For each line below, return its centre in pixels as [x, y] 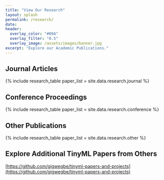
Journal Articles [32, 69]
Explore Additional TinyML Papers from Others [81, 154]
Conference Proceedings [46, 97]
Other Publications [36, 126]
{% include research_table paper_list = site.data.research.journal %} [77, 81]
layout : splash [22, 15]
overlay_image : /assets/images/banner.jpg [56, 43]
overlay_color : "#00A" [34, 34]
